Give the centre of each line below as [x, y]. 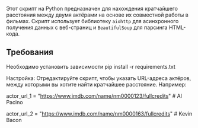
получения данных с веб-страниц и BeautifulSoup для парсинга [87, 27]
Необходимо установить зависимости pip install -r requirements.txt [91, 66]
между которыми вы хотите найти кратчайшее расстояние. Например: [96, 84]
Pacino [15, 102]
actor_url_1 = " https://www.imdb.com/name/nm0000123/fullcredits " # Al [94, 96]
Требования [30, 52]
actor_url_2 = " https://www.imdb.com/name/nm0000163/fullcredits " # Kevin [99, 113]
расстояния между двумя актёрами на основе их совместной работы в [97, 15]
